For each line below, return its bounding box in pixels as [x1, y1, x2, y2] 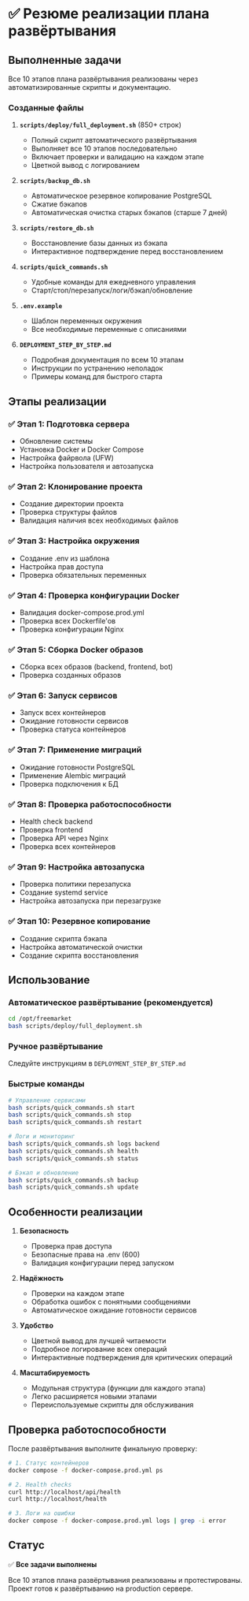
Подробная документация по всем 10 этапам [31, 356, 185, 365]
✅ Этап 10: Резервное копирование [8, 916, 151, 927]
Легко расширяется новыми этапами [31, 1392, 157, 1402]
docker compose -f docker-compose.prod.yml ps [8, 1466, 163, 1474]
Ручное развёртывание [8, 1041, 104, 1052]
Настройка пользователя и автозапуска [19, 461, 154, 471]
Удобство [19, 1321, 53, 1331]
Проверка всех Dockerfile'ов [19, 616, 116, 625]
